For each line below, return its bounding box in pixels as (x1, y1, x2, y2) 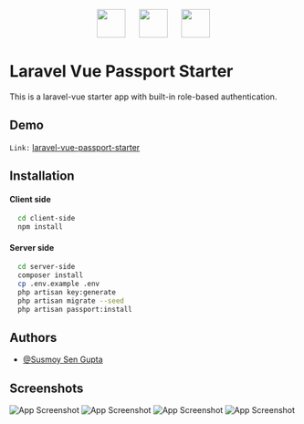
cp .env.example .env (17, 279, 100, 289)
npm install (17, 222, 64, 232)
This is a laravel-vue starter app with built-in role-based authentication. (9, 91, 278, 102)
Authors (9, 329, 58, 346)
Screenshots (9, 380, 84, 396)
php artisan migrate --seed (17, 296, 125, 305)
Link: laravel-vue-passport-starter (9, 141, 141, 152)
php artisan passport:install (17, 305, 132, 314)
